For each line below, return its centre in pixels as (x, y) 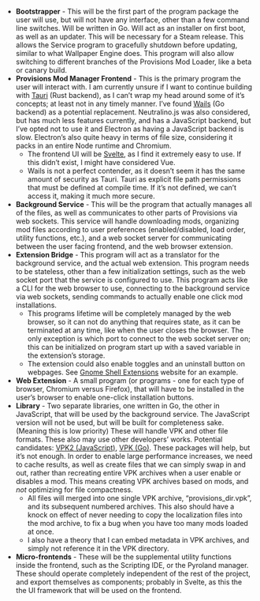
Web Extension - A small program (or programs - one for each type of (130, 381)
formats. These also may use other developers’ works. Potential (119, 439)
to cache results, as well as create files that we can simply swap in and (131, 464)
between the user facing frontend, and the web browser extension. (124, 246)
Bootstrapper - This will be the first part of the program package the (127, 11)
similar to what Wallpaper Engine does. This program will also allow (125, 53)
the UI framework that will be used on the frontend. (98, 590)
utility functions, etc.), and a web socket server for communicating (124, 238)
